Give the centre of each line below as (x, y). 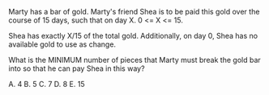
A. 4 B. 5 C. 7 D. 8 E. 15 (47, 84)
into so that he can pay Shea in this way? (77, 68)
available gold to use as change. (62, 44)
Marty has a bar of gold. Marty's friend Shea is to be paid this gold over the (134, 12)
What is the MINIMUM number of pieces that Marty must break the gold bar (134, 60)
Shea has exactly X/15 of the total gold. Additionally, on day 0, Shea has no (133, 36)
